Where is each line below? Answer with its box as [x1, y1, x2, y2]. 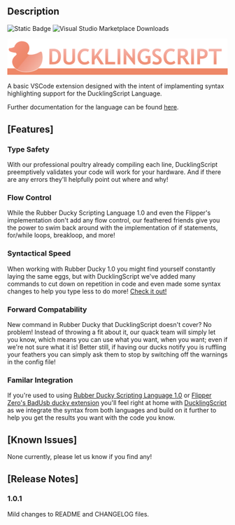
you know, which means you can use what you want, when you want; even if [7, 335, 228, 344]
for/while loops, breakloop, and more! [7, 231, 115, 239]
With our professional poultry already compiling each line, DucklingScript [7, 161, 218, 169]
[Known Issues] [7, 434, 78, 446]
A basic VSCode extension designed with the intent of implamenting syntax [7, 82, 225, 91]
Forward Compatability [7, 305, 87, 314]
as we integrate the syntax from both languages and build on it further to [7, 406, 217, 415]
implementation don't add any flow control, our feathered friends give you [7, 216, 220, 225]
